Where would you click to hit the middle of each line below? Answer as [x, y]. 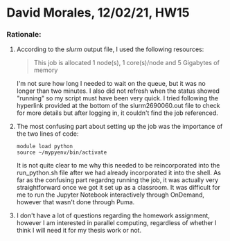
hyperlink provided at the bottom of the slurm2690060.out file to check [118, 106]
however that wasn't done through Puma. [76, 202]
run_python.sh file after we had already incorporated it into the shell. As [118, 173]
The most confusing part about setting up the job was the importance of [120, 127]
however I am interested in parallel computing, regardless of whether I [116, 223]
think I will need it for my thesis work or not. [79, 231]
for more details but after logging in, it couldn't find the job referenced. [117, 113]
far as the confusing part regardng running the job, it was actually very [117, 180]
